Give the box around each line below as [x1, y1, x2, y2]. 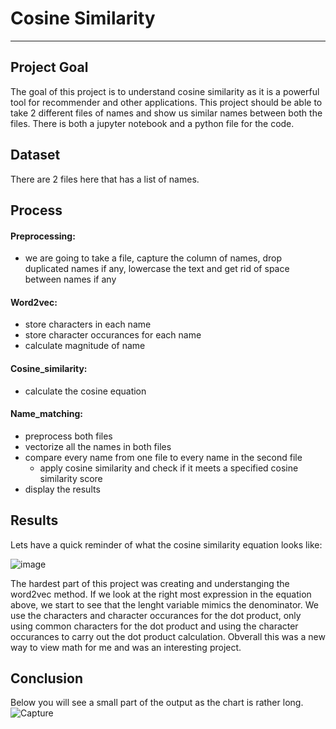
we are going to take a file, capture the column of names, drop [24, 252, 282, 264]
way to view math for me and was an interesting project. [10, 641, 242, 653]
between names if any [24, 273, 117, 286]
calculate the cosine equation [24, 385, 147, 397]
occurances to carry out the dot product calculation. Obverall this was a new [10, 630, 326, 642]
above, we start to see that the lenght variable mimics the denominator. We [10, 598, 319, 611]
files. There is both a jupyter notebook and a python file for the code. [10, 117, 295, 129]
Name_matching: [10, 408, 83, 420]
